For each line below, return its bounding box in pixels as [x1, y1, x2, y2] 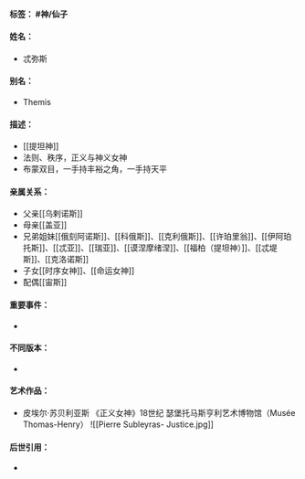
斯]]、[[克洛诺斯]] [22, 254, 89, 265]
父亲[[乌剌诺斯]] [22, 208, 84, 219]
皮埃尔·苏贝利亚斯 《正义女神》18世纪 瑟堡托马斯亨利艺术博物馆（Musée [22, 408, 296, 419]
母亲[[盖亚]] [22, 219, 68, 230]
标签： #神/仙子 [9, 8, 68, 19]
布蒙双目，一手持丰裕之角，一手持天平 [22, 164, 167, 175]
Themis [22, 97, 52, 107]
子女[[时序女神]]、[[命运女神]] [22, 265, 135, 276]
